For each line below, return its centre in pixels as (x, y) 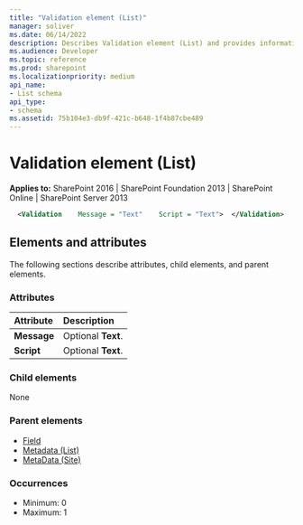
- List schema (36, 93)
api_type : (28, 102)
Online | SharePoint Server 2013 (69, 198)
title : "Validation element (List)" (78, 18)
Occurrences (39, 483)
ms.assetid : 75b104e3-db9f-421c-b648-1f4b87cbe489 (106, 118)
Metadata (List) (50, 450)
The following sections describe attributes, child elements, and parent (139, 264)
